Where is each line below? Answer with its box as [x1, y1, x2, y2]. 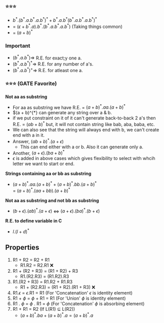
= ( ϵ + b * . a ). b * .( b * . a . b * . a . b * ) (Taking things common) [12, 22, 123, 29]
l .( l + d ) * [12, 228, 29, 235]
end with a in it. [12, 132, 45, 138]
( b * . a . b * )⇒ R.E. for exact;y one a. [12, 54, 82, 61]
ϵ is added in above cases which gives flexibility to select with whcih [12, 155, 155, 162]
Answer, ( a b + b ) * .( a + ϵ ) [12, 138, 64, 144]
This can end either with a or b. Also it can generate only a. [20, 144, 143, 150]
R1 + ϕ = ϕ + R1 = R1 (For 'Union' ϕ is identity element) [12, 295, 126, 301]
